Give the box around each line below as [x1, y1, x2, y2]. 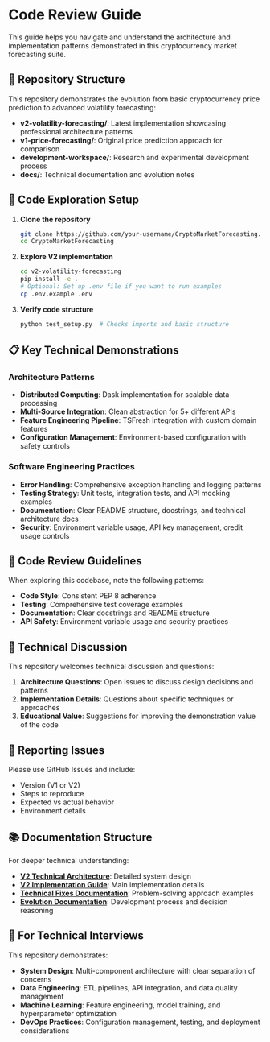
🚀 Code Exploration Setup [8, 193, 139, 207]
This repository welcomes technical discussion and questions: [8, 662, 215, 672]
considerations [19, 1025, 70, 1036]
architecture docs [19, 514, 79, 523]
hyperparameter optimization [19, 1008, 117, 1018]
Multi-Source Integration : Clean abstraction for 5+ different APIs [19, 407, 236, 416]
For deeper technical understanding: [8, 855, 129, 865]
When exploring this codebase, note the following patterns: [8, 576, 205, 585]
